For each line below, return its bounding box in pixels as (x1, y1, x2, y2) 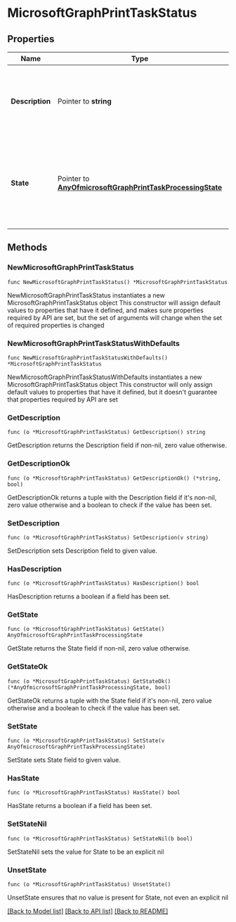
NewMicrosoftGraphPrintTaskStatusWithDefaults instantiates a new (7, 373, 202, 381)
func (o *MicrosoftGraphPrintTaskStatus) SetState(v (7, 737, 165, 745)
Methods (7, 241, 48, 254)
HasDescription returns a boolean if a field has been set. (7, 592, 171, 601)
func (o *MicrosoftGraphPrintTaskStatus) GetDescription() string (7, 429, 206, 436)
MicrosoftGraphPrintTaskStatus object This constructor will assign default (7, 298, 221, 307)
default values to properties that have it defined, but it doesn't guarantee (7, 388, 218, 396)
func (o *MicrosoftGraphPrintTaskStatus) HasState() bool (7, 789, 181, 796)
